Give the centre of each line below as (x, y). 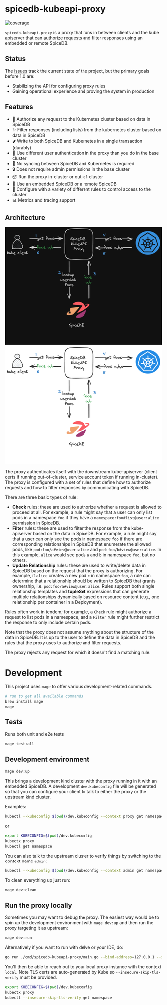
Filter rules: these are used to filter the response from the (71, 528)
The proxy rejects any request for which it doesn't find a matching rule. (78, 652)
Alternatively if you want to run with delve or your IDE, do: (64, 947)
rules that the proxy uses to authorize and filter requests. (63, 643)
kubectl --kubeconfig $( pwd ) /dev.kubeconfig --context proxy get (74, 816)
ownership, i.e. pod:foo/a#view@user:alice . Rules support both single (83, 586)
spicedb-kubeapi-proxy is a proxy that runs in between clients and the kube (82, 32)
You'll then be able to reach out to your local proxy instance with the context (83, 967)
